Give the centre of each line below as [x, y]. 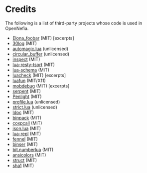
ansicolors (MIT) [29, 155]
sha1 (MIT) [23, 165]
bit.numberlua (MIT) [33, 149]
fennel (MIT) [25, 139]
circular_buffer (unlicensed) [41, 54]
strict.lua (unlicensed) [35, 107]
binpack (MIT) [27, 117]
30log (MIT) [25, 43]
